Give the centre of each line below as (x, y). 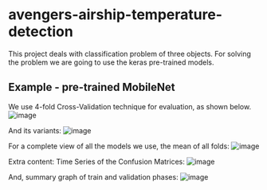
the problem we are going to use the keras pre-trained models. (111, 62)
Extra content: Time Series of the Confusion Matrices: (96, 161)
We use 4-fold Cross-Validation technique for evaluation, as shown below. (130, 106)
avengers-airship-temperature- (116, 15)
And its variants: (35, 130)
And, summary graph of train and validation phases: (93, 176)
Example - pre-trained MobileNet (92, 87)
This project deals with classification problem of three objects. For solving (130, 53)
